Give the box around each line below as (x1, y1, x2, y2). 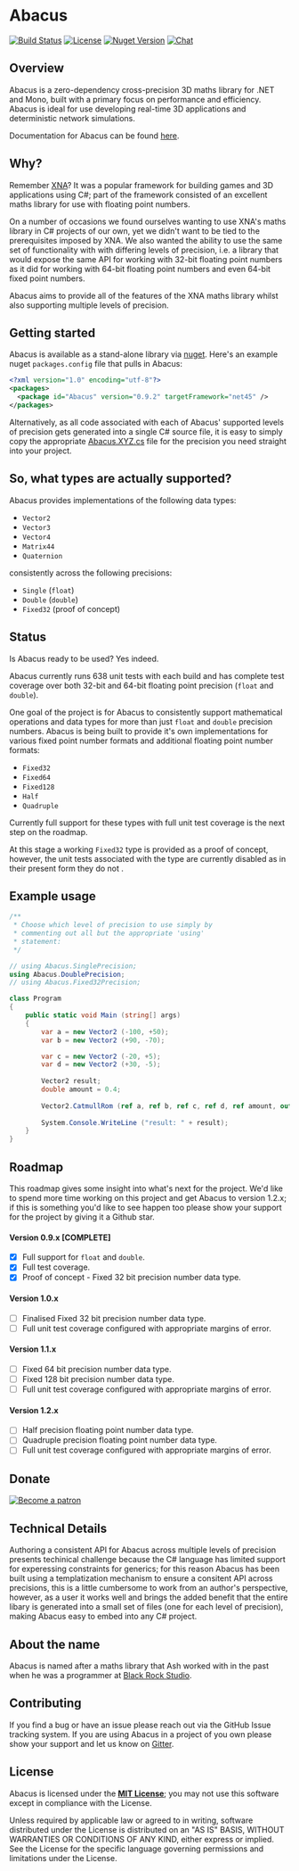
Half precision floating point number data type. (21, 1425, 194, 1436)
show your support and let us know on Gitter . (9, 1738, 174, 1749)
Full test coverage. (21, 1262, 91, 1272)
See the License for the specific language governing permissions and (9, 1843, 264, 1854)
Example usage (9, 889, 96, 904)
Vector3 (21, 523, 51, 532)
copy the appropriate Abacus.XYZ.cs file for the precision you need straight (9, 435, 287, 446)
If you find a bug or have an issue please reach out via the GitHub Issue (9, 1719, 271, 1730)
